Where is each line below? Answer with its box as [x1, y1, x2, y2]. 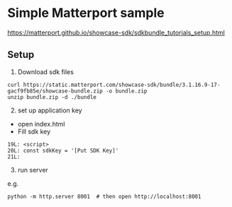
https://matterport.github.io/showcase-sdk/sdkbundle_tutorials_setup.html [7, 28, 225, 37]
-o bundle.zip [105, 87, 148, 95]
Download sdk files [17, 67, 74, 76]
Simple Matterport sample [7, 5, 165, 21]
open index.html [17, 119, 65, 128]
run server [17, 165, 48, 174]
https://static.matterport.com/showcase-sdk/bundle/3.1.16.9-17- [23, 81, 221, 88]
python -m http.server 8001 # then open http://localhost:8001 [7, 193, 201, 200]
